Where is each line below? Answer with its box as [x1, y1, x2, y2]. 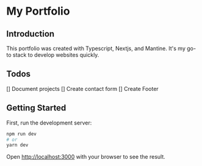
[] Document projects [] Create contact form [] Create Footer [6, 85, 159, 92]
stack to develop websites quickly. [12, 51, 99, 59]
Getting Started [6, 103, 67, 114]
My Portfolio [6, 4, 70, 18]
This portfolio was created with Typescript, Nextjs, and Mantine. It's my [6, 45, 186, 52]
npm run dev [6, 131, 37, 137]
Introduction [6, 29, 55, 39]
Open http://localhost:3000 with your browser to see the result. [6, 153, 166, 161]
